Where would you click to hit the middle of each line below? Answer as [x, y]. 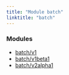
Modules [20, 39]
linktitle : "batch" [31, 18]
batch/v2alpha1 [34, 65]
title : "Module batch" [35, 12]
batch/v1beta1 [32, 59]
